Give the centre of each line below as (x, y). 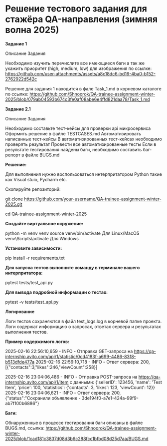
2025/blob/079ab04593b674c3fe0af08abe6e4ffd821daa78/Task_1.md (78, 99)
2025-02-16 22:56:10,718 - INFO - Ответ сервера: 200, (93, 362)
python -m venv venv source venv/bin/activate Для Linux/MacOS (72, 233)
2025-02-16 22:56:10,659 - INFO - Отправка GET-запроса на (69, 351)
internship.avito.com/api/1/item (37, 382)
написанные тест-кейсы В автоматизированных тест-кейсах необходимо (83, 139)
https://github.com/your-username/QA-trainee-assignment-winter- (93, 199)
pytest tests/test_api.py (29, 282)
